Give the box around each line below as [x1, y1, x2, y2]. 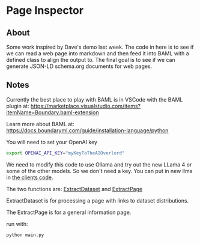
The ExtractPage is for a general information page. [6, 209, 132, 216]
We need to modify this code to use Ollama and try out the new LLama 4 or [6, 160, 192, 168]
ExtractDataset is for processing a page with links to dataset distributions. [6, 197, 189, 204]
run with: [6, 220, 28, 227]
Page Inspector [6, 4, 84, 17]
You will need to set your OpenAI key [6, 138, 98, 145]
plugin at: [6, 102, 29, 109]
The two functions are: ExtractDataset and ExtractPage [6, 185, 143, 192]
